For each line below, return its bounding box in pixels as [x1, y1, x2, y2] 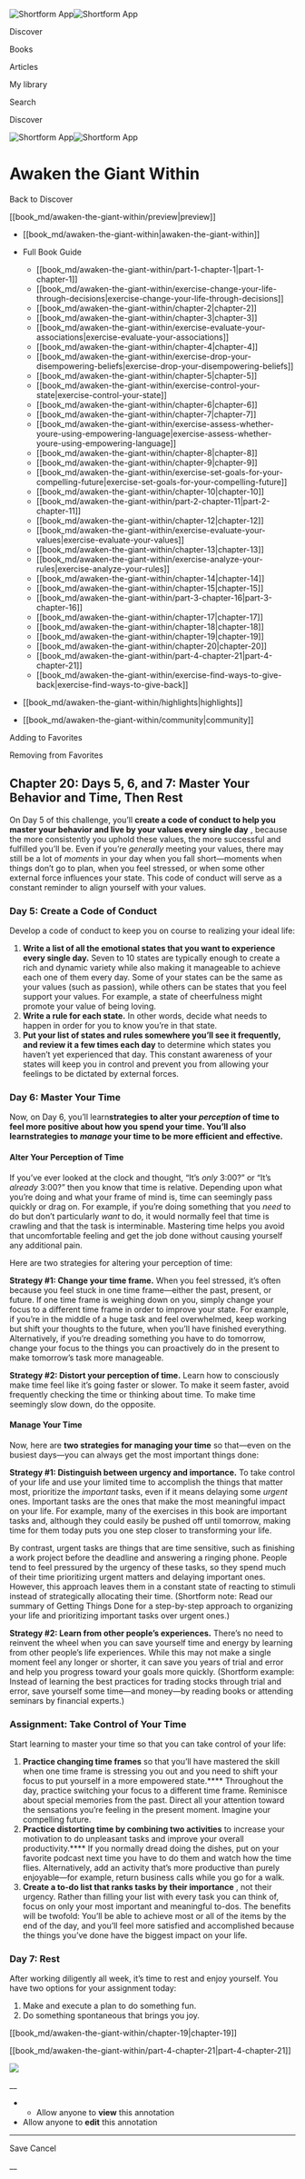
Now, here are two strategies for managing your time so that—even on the [9, 1439, 291, 1450]
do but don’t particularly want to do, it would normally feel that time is [9, 1210, 270, 1221]
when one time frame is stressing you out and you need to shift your [22, 1766, 279, 1776]
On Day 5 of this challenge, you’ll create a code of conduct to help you [9, 814, 276, 825]
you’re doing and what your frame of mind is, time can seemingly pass [9, 1191, 273, 1202]
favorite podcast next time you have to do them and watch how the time [22, 1853, 292, 1864]
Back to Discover [9, 194, 74, 204]
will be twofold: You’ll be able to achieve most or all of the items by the [22, 1911, 287, 1922]
